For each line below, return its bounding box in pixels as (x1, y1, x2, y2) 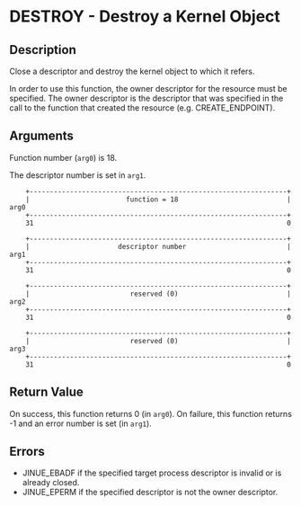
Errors (9, 444, 45, 459)
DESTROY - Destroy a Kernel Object (9, 6, 281, 27)
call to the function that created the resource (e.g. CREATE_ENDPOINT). (9, 102, 276, 113)
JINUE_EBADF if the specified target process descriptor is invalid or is (22, 467, 282, 478)
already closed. (22, 477, 80, 488)
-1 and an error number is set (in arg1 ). (9, 418, 153, 429)
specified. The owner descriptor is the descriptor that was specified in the (9, 93, 284, 103)
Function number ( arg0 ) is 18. (9, 152, 118, 163)
